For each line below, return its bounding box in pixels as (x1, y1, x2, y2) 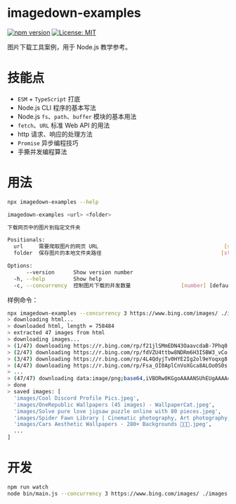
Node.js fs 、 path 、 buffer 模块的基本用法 (17, 112, 137, 120)
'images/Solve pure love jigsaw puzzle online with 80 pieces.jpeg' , (13, 408, 221, 415)
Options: (7, 263, 33, 270)
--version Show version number (25, 269, 133, 276)
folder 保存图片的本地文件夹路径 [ (13, 250, 225, 257)
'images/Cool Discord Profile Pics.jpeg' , (13, 394, 140, 402)
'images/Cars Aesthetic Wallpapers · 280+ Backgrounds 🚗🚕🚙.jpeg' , (13, 421, 212, 428)
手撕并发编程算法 (17, 147, 67, 156)
